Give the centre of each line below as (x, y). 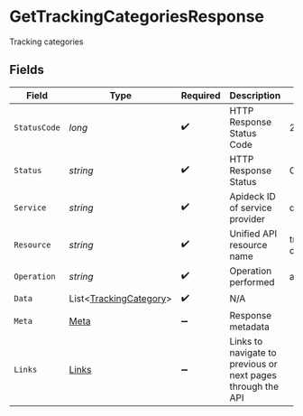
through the (254, 386)
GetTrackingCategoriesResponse (137, 17)
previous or (253, 364)
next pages (253, 374)
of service (251, 208)
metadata (250, 327)
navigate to (253, 352)
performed (252, 282)
